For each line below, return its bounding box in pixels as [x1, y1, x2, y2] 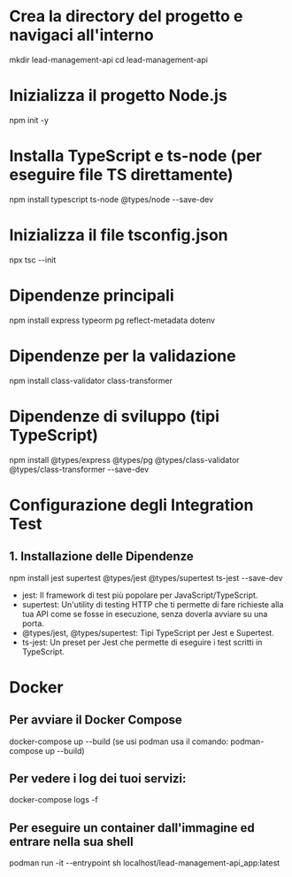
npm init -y [9, 114, 49, 125]
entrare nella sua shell [9, 834, 134, 849]
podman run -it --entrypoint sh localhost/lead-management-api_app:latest [9, 857, 280, 868]
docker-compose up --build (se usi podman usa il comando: [9, 736, 229, 747]
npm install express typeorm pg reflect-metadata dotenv [9, 315, 215, 325]
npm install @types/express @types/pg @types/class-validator [9, 454, 241, 465]
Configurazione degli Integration [9, 495, 254, 515]
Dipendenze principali [9, 286, 174, 305]
